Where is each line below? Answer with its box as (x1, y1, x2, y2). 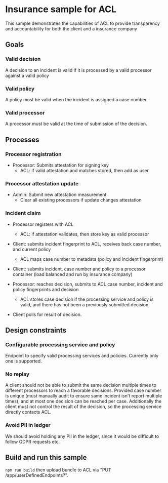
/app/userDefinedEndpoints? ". (5, 472, 68, 478)
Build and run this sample (5, 453, 87, 462)
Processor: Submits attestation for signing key (12, 162, 109, 168)
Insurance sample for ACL (5, 4, 116, 15)
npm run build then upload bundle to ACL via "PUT (5, 467, 111, 473)
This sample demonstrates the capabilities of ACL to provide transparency (5, 20, 160, 26)
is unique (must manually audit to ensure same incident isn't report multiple (5, 393, 162, 399)
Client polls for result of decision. (12, 311, 82, 317)
